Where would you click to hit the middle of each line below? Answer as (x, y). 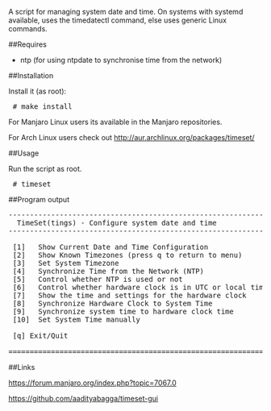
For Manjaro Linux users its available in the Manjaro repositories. (115, 122)
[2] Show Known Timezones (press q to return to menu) (127, 255)
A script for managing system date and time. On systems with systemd (126, 12)
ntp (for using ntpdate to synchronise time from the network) (121, 60)
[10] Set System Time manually (77, 320)
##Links (22, 367)
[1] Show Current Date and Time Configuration (110, 247)
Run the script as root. (45, 169)
